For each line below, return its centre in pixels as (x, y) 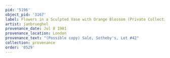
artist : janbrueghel (27, 24)
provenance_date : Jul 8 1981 (36, 29)
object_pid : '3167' (26, 15)
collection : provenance (30, 43)
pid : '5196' (18, 10)
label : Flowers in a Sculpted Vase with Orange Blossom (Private (75, 19)
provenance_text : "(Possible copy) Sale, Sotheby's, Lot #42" (72, 38)
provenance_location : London (36, 33)
